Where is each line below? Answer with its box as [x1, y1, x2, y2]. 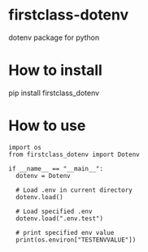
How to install [8, 61, 103, 80]
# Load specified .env [15, 207, 93, 215]
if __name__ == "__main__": [8, 164, 104, 172]
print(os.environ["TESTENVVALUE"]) [15, 236, 137, 244]
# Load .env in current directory [15, 185, 133, 194]
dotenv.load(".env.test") [15, 214, 104, 223]
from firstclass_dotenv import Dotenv [8, 150, 140, 159]
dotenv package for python [8, 33, 100, 42]
